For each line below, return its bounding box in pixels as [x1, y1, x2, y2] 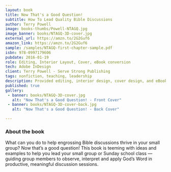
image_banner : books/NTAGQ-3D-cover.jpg [5, 31, 93, 36]
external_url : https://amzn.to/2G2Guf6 [5, 36, 90, 41]
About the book [5, 128, 45, 135]
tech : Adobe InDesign [5, 64, 51, 69]
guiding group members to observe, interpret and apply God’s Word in [5, 156, 153, 162]
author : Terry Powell [5, 21, 51, 27]
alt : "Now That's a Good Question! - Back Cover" [12, 107, 120, 112]
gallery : [5, 88, 24, 93]
